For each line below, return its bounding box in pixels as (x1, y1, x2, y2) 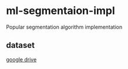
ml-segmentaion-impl (6, 4, 116, 18)
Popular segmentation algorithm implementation (6, 23, 123, 30)
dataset (6, 40, 35, 50)
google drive (6, 56, 37, 63)
